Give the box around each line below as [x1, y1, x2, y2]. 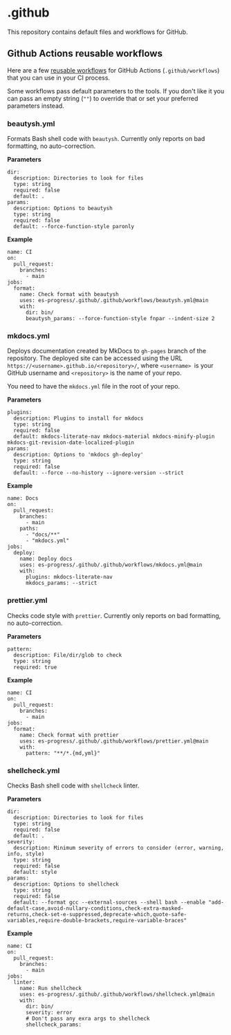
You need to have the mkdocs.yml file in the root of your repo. [7, 382, 181, 391]
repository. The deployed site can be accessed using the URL [7, 354, 183, 362]
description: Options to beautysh [13, 205, 113, 212]
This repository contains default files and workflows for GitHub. [7, 28, 188, 36]
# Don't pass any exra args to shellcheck [25, 1015, 150, 1022]
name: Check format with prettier [19, 731, 119, 738]
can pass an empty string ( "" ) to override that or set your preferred [7, 94, 198, 102]
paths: [19, 525, 39, 532]
